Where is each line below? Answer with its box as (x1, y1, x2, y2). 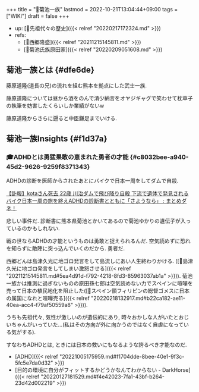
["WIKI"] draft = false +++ (6, 12, 70, 20)
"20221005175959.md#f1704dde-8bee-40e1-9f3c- (59, 353, 185, 360)
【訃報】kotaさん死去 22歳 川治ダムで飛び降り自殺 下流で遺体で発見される (6, 190, 189, 197)
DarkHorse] (162, 366, 191, 374)
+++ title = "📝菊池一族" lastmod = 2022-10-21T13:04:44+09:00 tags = (6, 6, 178, 12)
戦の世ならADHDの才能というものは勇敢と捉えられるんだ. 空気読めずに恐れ (6, 237, 191, 244)
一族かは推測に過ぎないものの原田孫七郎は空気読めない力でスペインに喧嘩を (6, 280, 193, 287)
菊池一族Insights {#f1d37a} (6, 134, 108, 144)
